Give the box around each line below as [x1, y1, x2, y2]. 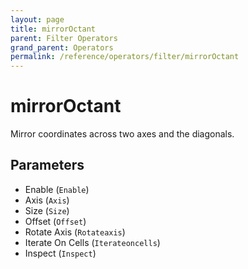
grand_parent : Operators [10, 42, 114, 53]
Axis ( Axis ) [24, 194, 70, 206]
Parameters [10, 157, 85, 174]
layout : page [10, 14, 65, 25]
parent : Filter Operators [10, 33, 118, 43]
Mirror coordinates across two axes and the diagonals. [10, 128, 235, 140]
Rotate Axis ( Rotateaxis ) [24, 226, 126, 238]
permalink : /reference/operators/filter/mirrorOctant [10, 52, 240, 62]
